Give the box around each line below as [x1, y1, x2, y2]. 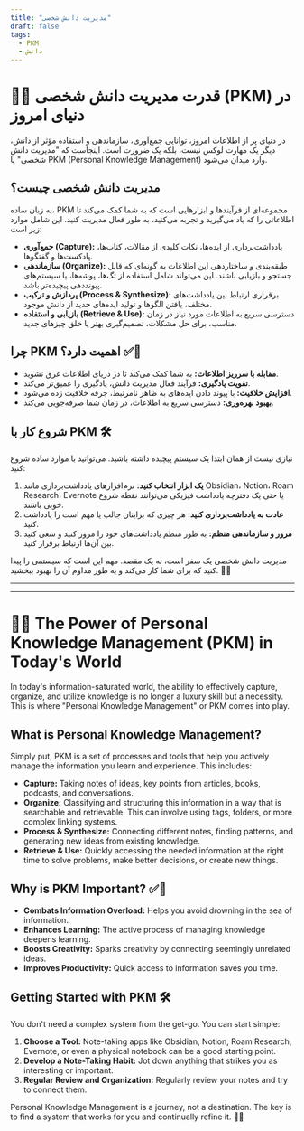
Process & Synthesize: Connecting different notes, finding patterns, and [23, 826, 294, 837]
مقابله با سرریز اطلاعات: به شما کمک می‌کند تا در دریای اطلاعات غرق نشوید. [23, 368, 279, 379]
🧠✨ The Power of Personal [10, 613, 208, 634]
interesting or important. [23, 1064, 114, 1076]
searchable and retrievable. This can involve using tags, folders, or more [23, 806, 292, 818]
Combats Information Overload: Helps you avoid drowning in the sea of [23, 905, 292, 916]
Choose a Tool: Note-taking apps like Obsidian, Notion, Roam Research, [23, 1036, 292, 1047]
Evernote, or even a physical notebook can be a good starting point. [23, 1045, 276, 1056]
